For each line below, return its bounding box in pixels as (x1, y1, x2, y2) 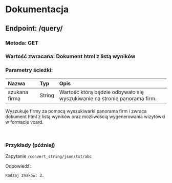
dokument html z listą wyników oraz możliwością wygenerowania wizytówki (5, 113, 165, 120)
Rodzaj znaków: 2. (5, 173, 45, 178)
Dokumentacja (5, 4, 69, 15)
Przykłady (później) (5, 142, 55, 149)
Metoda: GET (5, 39, 39, 47)
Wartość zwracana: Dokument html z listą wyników (5, 53, 136, 60)
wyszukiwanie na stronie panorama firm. (59, 95, 157, 102)
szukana (8, 88, 28, 96)
